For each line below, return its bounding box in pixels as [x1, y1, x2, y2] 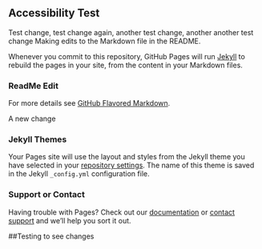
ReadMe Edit [8, 80, 58, 91]
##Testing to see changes [8, 231, 95, 241]
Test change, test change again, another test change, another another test [8, 27, 254, 37]
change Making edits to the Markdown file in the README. [8, 36, 201, 46]
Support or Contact [8, 189, 86, 200]
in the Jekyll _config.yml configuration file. [8, 169, 150, 179]
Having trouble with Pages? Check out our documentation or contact [8, 207, 235, 217]
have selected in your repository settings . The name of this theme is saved [8, 160, 255, 171]
